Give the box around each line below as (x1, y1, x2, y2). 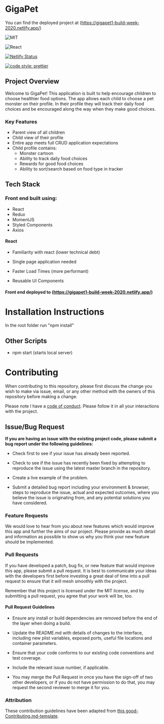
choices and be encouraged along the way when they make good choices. (5, 106, 156, 112)
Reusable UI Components (12, 278, 64, 284)
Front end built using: (5, 195, 57, 202)
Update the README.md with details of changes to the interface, (12, 630, 143, 636)
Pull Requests (5, 551, 39, 558)
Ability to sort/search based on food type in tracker (19, 166, 123, 172)
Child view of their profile (12, 135, 64, 141)
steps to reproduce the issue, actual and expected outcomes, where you (12, 490, 159, 495)
